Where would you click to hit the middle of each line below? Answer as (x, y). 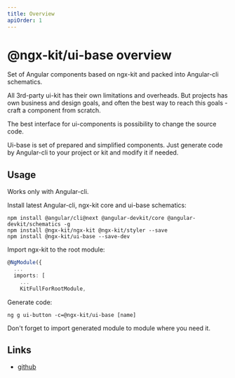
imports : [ (29, 275)
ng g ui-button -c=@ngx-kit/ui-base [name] (72, 315)
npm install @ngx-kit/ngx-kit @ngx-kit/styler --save (88, 230)
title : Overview (31, 14)
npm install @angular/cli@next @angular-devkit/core (86, 219)
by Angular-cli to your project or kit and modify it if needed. (93, 152)
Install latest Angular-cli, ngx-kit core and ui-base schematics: (97, 205)
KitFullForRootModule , (53, 289)
